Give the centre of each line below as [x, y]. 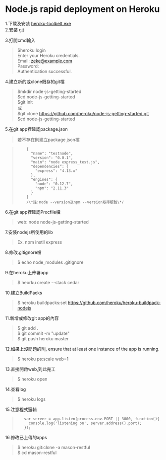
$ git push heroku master [43, 338]
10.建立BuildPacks [24, 293]
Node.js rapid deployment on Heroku [83, 9]
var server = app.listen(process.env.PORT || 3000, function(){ [92, 419]
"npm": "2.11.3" [52, 188]
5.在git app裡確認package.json [36, 129]
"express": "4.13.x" [56, 171]
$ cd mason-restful [37, 453]
